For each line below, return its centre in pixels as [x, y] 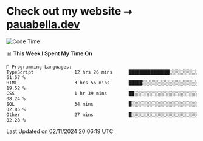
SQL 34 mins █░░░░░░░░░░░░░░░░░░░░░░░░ [102, 104]
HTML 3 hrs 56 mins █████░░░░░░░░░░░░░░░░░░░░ [102, 83]
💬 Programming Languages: [39, 67]
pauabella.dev [43, 25]
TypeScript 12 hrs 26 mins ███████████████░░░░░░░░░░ [102, 72]
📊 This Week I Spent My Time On [49, 53]
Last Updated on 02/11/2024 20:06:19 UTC [60, 131]
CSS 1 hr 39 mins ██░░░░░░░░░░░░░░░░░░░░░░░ [102, 93]
